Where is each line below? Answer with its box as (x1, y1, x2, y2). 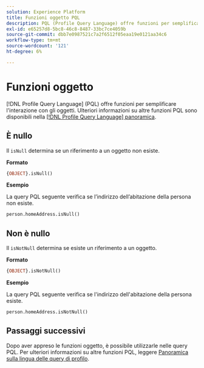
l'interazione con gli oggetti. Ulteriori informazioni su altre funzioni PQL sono (6, 106, 197, 114)
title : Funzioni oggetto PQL (6, 15, 80, 21)
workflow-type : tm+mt (6, 37, 61, 43)
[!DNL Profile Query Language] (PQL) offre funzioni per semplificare (6, 100, 177, 107)
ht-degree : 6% (6, 49, 42, 55)
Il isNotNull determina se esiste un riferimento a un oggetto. (6, 245, 157, 252)
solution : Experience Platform (6, 9, 86, 15)
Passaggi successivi (6, 326, 86, 336)
